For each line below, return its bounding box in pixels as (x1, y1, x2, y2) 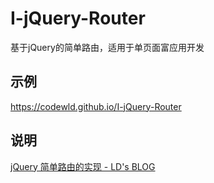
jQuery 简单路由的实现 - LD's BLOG (10, 160, 156, 172)
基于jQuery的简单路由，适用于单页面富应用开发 (10, 41, 205, 53)
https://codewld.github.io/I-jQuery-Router (10, 100, 182, 112)
